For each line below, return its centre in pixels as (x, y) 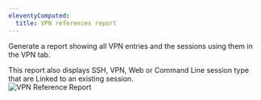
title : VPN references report (66, 23)
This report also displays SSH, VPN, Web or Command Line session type (129, 70)
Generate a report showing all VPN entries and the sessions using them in (131, 46)
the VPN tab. (29, 54)
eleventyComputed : (39, 16)
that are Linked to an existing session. (71, 78)
